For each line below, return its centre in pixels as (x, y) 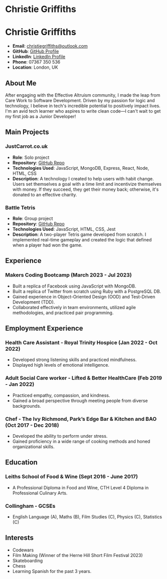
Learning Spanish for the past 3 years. (52, 571)
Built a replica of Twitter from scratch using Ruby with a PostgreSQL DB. (87, 291)
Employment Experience (44, 328)
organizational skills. (33, 446)
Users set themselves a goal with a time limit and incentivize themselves (87, 184)
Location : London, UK (35, 67)
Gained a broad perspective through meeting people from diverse (80, 400)
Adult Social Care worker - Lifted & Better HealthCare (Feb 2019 (84, 378)
